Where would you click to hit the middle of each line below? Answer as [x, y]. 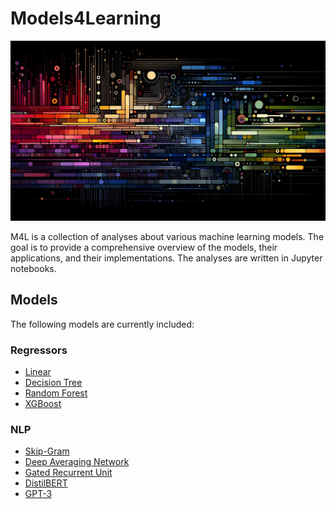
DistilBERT [46, 483]
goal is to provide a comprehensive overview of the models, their [144, 247]
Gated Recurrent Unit [68, 473]
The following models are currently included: [102, 324]
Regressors [39, 350]
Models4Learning [86, 18]
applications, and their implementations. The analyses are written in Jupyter [166, 258]
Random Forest [56, 393]
